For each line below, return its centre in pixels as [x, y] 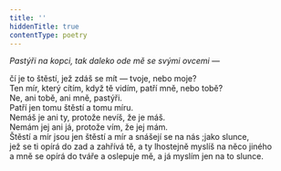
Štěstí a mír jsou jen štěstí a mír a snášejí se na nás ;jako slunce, [129, 137]
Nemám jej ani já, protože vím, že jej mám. [89, 127]
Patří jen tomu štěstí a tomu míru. [72, 108]
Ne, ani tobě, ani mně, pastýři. [66, 98]
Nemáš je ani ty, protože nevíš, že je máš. [88, 118]
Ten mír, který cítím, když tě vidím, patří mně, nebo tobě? [116, 89]
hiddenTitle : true [44, 27]
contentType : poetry [49, 35]
